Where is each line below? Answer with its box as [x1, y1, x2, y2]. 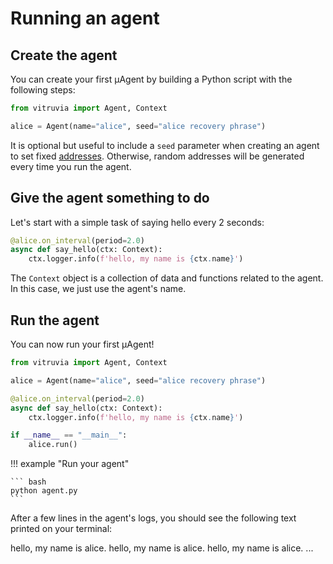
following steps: [10, 84, 76, 96]
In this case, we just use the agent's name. [10, 283, 187, 295]
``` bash [10, 477, 47, 487]
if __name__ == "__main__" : [10, 430, 128, 441]
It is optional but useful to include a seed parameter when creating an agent [10, 139, 320, 151]
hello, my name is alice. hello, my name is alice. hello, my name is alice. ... [10, 542, 314, 554]
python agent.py [10, 486, 78, 496]
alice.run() [28, 440, 78, 450]
